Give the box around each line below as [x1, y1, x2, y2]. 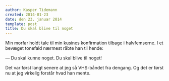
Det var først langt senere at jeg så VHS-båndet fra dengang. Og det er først [5, 65, 164, 71]
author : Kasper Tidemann [5, 7, 58, 13]
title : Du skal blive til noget [5, 26, 73, 31]
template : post [5, 21, 37, 27]
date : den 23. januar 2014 [5, 17, 62, 22]
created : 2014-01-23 [5, 12, 49, 17]
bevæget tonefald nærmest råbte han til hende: [5, 45, 103, 51]
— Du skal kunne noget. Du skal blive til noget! [5, 55, 102, 61]
